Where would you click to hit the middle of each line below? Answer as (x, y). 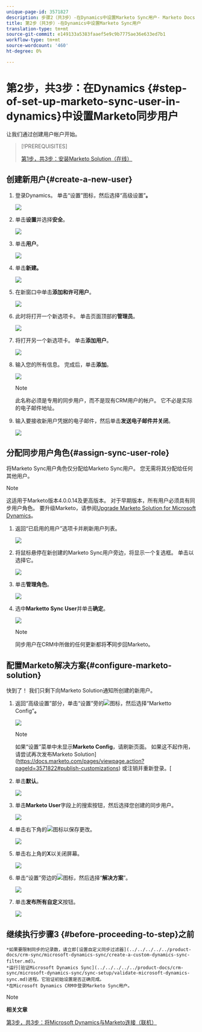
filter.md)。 (22, 961)
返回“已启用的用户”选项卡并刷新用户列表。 (68, 529)
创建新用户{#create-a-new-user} (69, 180)
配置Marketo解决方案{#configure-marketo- (89, 665)
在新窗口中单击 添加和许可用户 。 (55, 292)
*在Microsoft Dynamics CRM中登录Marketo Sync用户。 (69, 985)
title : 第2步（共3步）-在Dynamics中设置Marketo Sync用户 (74, 23)
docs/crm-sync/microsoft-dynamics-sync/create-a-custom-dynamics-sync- (98, 955)
